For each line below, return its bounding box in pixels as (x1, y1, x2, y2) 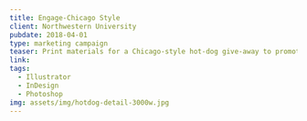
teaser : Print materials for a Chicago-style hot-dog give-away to (9, 47, 272, 56)
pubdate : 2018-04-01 (9, 30, 89, 39)
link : (9, 55, 30, 65)
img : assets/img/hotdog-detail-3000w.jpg (9, 97, 170, 107)
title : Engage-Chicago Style (9, 13, 121, 23)
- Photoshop (17, 89, 64, 98)
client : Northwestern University (9, 22, 137, 31)
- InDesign (17, 81, 59, 90)
